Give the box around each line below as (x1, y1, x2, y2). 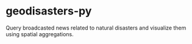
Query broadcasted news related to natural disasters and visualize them (5, 24, 187, 31)
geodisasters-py (5, 4, 92, 18)
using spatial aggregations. (5, 30, 74, 37)
